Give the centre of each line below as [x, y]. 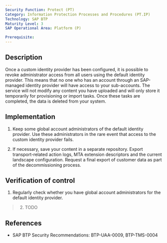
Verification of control [40, 181]
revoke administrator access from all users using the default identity [75, 75]
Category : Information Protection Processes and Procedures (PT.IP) [78, 14]
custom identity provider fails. [43, 139]
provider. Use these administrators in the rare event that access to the [84, 134]
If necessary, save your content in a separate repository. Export [78, 149]
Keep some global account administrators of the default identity [78, 129]
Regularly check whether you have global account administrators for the [86, 193]
